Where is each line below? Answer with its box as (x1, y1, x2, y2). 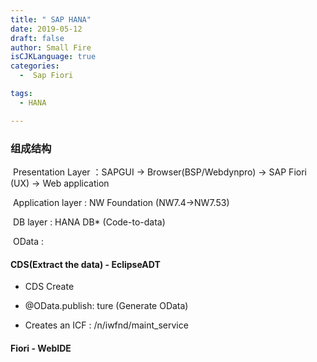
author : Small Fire (10, 42, 92, 53)
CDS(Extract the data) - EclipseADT (10, 258, 161, 270)
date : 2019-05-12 (10, 24, 83, 34)
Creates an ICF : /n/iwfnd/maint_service (24, 319, 189, 331)
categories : (10, 61, 60, 71)
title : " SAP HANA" (10, 14, 92, 25)
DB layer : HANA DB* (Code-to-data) (12, 216, 166, 228)
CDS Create (24, 281, 75, 293)
